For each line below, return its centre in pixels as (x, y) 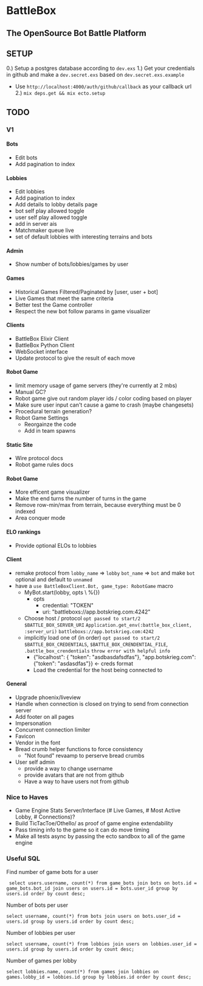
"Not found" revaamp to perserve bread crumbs (84, 755)
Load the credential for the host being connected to (98, 670)
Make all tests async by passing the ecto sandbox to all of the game (100, 836)
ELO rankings (23, 532)
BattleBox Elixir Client (42, 338)
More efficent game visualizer (52, 492)
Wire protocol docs (39, 458)
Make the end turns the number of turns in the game (81, 498)
